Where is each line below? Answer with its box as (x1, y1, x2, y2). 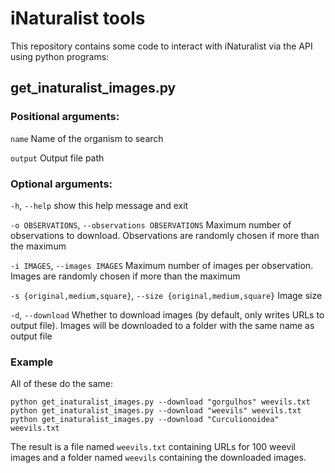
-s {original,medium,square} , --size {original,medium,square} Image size (10, 289, 323, 301)
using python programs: (10, 50, 110, 62)
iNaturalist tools (10, 7, 146, 30)
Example (10, 355, 54, 369)
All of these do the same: (10, 378, 113, 390)
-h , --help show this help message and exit (10, 199, 189, 211)
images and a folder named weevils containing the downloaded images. (10, 452, 307, 464)
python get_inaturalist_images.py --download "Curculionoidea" (10, 415, 280, 425)
